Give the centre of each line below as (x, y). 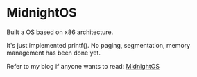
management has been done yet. (54, 53)
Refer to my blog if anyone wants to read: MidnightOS (83, 66)
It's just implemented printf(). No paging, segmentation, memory (98, 45)
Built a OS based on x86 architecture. (60, 32)
